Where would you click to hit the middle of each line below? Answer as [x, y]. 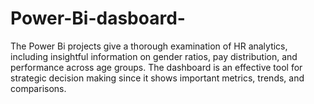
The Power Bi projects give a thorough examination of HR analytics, [149, 46]
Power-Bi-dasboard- [98, 18]
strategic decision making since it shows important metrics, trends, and [157, 78]
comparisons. [38, 88]
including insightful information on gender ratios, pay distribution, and [154, 56]
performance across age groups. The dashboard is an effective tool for [156, 67]
